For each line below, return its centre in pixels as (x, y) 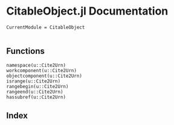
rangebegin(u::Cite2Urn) (37, 86)
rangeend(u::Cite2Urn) (35, 92)
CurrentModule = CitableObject (46, 27)
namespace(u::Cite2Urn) (36, 65)
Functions (26, 51)
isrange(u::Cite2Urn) (34, 81)
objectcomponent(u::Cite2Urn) (44, 76)
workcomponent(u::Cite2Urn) (42, 70)
